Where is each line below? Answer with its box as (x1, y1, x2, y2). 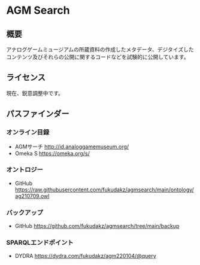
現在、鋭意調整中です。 (6, 89, 64, 96)
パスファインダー (6, 109, 69, 119)
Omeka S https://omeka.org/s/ (14, 150, 90, 157)
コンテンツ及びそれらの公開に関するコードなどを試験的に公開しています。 (6, 53, 190, 60)
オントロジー (6, 166, 44, 174)
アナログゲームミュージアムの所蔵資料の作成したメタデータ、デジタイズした (6, 46, 194, 53)
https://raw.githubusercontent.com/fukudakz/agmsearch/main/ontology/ (14, 186, 195, 193)
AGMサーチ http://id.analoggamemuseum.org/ (14, 143, 129, 150)
